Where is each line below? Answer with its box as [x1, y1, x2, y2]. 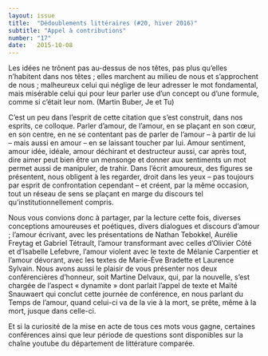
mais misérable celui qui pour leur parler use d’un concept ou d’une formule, [8, 89, 259, 98]
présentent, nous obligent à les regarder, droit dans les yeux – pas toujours [8, 172, 254, 182]
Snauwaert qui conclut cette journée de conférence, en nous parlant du [8, 289, 243, 299]
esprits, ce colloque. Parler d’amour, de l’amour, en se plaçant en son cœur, [8, 121, 257, 131]
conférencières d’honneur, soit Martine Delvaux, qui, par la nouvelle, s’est [8, 272, 250, 282]
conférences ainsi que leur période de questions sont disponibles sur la [8, 330, 243, 340]
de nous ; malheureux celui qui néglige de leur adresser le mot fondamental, [8, 81, 258, 90]
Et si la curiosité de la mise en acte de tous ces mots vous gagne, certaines [8, 322, 255, 331]
